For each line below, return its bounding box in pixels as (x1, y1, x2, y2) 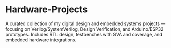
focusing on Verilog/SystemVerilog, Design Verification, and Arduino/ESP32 (5, 26, 164, 32)
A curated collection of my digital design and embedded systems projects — (5, 20, 166, 27)
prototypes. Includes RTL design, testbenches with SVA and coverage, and (5, 31, 163, 37)
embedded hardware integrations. (5, 37, 77, 43)
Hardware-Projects (5, 4, 88, 15)
